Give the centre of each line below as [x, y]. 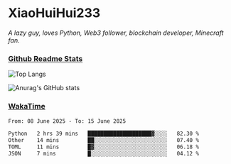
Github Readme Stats [45, 58]
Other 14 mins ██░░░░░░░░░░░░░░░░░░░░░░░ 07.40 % [104, 141]
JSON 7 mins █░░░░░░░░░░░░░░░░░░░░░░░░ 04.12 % [104, 154]
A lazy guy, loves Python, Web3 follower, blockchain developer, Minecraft [116, 33]
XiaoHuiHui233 [54, 13]
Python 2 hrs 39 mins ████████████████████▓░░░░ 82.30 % [104, 134]
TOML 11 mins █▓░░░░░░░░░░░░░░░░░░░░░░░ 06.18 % [104, 147]
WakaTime [27, 106]
